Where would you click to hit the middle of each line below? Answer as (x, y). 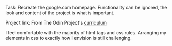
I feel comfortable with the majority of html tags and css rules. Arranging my (86, 32)
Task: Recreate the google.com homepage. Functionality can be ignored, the (86, 7)
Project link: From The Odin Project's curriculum (56, 23)
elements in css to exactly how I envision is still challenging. (69, 38)
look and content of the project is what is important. (60, 13)
